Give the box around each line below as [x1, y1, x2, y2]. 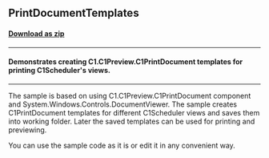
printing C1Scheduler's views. [8, 66, 110, 75]
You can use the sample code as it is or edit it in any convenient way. [8, 140, 236, 150]
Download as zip [8, 28, 65, 38]
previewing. [8, 124, 47, 135]
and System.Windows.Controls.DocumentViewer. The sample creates [8, 99, 238, 109]
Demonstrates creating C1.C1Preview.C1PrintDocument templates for [8, 57, 243, 67]
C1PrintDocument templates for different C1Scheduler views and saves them [8, 107, 260, 117]
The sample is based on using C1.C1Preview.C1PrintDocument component [8, 91, 251, 100]
